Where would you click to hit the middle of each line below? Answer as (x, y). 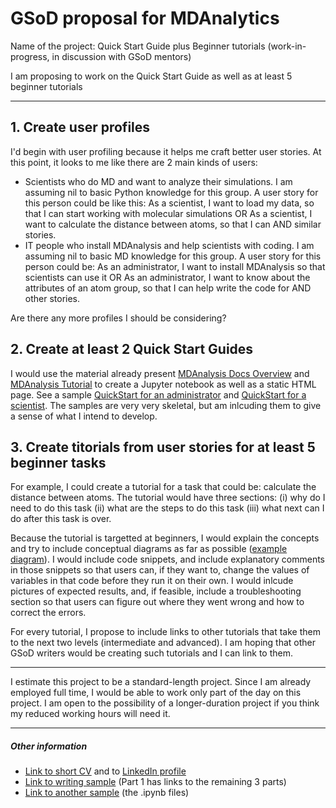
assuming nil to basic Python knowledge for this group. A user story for (171, 192)
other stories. (52, 298)
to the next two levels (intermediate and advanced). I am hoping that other (163, 643)
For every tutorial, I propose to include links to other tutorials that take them (165, 632)
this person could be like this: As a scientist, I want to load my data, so (169, 203)
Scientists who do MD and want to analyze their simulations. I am (158, 181)
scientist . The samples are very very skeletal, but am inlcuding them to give (166, 405)
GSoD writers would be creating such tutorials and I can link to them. (151, 653)
